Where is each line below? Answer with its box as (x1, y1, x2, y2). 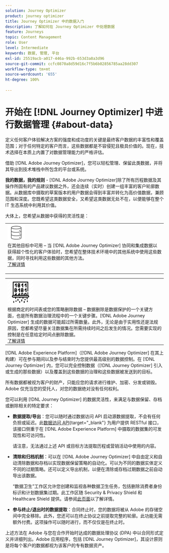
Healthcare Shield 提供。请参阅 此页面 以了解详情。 (12, 496, 117, 502)
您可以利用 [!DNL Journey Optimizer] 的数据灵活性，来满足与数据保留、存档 (5, 396, 162, 402)
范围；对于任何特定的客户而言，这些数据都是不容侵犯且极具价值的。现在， (5, 143, 159, 149)
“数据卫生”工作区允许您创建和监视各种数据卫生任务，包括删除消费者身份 (12, 483, 162, 490)
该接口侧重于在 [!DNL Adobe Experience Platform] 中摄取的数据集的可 (12, 426, 157, 432)
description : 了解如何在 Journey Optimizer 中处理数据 (5, 24, 115, 29)
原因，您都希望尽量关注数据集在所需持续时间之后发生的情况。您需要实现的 (7, 325, 162, 331)
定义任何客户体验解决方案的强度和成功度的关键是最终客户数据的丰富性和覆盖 (5, 136, 164, 143)
